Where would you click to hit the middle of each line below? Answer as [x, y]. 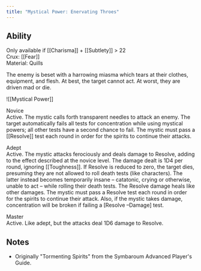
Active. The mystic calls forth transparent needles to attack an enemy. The [98, 117]
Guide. [23, 263]
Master [15, 217]
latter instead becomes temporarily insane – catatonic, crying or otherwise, [99, 180]
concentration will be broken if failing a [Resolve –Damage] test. [85, 205]
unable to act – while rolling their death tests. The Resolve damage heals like [100, 186]
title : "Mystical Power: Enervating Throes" [63, 12]
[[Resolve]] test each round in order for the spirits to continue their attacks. [99, 136]
